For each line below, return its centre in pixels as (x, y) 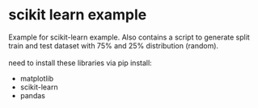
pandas (33, 95)
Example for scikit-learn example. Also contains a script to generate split (129, 37)
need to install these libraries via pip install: (80, 63)
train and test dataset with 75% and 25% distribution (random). (114, 45)
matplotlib (37, 78)
